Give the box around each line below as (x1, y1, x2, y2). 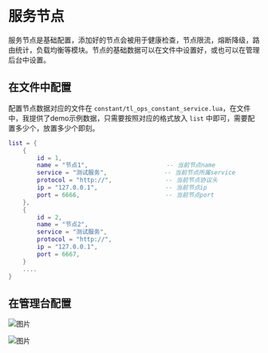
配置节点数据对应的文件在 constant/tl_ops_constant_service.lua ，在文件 (8, 103, 251, 112)
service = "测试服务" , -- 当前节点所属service (37, 169, 236, 177)
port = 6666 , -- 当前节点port (37, 190, 215, 199)
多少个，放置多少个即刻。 (14, 123, 100, 132)
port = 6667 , (37, 250, 81, 258)
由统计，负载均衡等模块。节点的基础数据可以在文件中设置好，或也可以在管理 (8, 45, 260, 54)
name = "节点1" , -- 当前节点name (37, 161, 216, 170)
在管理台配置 (8, 296, 72, 310)
